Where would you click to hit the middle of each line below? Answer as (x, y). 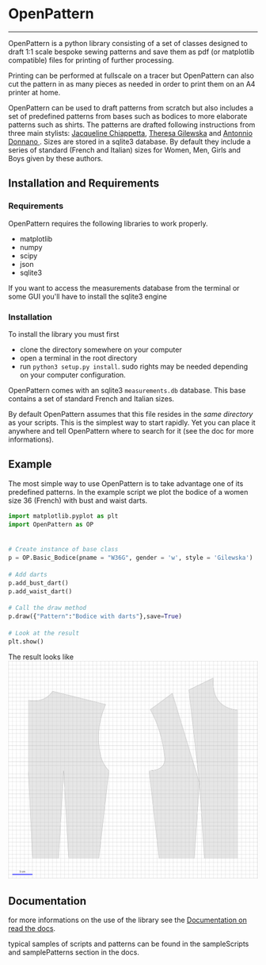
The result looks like (41, 657)
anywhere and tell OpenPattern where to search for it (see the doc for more (131, 430)
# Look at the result (44, 633)
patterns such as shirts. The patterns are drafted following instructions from (132, 125)
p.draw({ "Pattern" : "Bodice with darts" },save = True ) (95, 616)
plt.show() (26, 641)
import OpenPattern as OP (51, 524)
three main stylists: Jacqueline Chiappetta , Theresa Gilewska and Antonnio (131, 133)
